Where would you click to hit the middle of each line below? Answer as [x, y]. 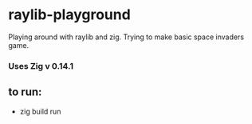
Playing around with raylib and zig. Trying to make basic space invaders [126, 37]
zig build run [40, 111]
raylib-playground [70, 15]
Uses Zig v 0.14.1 [41, 66]
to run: [25, 92]
